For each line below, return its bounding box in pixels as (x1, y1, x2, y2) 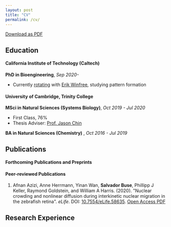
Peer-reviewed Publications (5, 171, 66, 177)
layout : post (5, 7, 33, 13)
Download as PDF (5, 31, 43, 37)
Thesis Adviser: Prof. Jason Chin (12, 120, 82, 126)
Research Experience (5, 213, 75, 222)
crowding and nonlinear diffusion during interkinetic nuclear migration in (12, 193, 165, 199)
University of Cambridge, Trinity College (5, 93, 94, 99)
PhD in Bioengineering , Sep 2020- (5, 71, 79, 77)
